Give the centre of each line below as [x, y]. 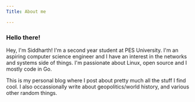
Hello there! [23, 37]
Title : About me [26, 11]
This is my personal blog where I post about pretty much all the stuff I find [96, 80]
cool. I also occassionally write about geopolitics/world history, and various [98, 87]
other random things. [32, 93]
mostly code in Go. [29, 69]
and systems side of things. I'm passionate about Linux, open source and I [97, 62]
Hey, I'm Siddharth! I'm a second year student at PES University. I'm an [92, 50]
